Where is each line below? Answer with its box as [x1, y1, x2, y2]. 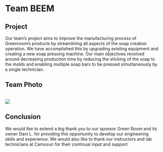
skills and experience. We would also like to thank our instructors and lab [5, 136, 152, 142]
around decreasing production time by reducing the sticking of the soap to [5, 56, 155, 62]
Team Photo [5, 81, 43, 89]
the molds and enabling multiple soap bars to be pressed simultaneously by [5, 62, 158, 67]
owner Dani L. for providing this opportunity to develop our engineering [5, 130, 149, 137]
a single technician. [5, 66, 45, 72]
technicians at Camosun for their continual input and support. [5, 141, 129, 147]
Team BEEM [5, 3, 55, 14]
